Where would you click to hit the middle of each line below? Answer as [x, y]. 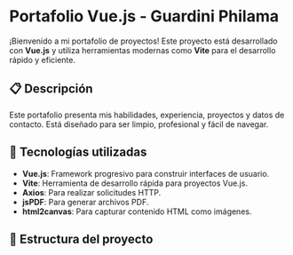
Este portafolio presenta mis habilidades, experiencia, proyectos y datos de [147, 115]
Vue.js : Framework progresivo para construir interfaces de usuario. [146, 173]
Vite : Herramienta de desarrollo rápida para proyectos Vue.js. [135, 183]
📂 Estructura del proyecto [81, 239]
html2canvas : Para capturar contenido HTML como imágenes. [137, 211]
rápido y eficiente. [42, 60]
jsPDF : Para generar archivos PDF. [85, 202]
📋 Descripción [51, 89]
